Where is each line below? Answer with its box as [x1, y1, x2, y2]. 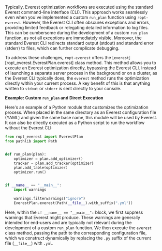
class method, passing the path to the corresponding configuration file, [5, 230, 147, 235]
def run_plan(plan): [5, 152, 47, 157]
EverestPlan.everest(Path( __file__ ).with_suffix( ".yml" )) [14, 201, 133, 205]
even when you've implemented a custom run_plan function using [5, 15, 136, 20]
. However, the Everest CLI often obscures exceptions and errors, [20, 19, 150, 25]
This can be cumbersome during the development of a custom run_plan [5, 30, 148, 35]
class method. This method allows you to [74, 60, 156, 65]
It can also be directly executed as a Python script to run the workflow [5, 120, 145, 125]
